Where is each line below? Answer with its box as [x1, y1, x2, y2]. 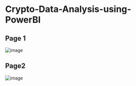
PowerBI [5, 14, 41, 25]
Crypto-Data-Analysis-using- [5, 3, 131, 15]
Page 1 [5, 34, 26, 42]
